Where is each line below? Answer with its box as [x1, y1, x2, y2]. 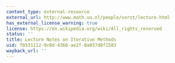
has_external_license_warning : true [6, 20, 98, 26]
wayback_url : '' [6, 48, 47, 54]
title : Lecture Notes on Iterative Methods [6, 37, 117, 43]
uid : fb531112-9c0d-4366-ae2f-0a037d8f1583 [6, 43, 117, 49]
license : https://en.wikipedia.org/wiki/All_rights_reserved [6, 25, 162, 32]
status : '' [6, 31, 34, 37]
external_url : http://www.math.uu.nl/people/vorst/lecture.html [6, 14, 170, 20]
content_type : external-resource [6, 8, 90, 15]
